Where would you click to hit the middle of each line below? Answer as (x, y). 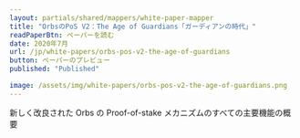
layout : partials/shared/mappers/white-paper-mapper (112, 18)
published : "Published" (55, 69)
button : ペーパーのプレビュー (60, 60)
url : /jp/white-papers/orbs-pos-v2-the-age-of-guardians (120, 52)
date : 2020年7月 (39, 43)
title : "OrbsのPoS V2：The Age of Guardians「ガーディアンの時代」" (133, 27)
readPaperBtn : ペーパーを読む (62, 35)
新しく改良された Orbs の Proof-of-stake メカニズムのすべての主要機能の (146, 112)
